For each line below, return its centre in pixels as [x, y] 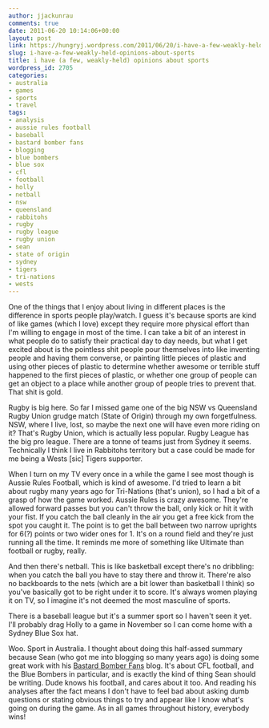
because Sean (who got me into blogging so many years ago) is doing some [134, 657]
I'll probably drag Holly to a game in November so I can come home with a [130, 625]
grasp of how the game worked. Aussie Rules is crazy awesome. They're [128, 500]
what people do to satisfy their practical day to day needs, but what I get [128, 341]
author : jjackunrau [41, 16]
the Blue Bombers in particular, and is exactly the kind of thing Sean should [132, 674]
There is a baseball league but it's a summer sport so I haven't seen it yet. [130, 616]
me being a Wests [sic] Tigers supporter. [75, 459]
